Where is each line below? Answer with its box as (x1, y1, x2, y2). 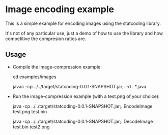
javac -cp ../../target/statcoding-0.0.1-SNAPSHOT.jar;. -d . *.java (12, 83, 147, 89)
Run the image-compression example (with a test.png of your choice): (12, 93, 160, 99)
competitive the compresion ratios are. (5, 36, 87, 42)
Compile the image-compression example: (12, 63, 102, 70)
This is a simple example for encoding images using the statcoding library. (5, 20, 161, 26)
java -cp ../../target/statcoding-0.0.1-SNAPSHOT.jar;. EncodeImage (12, 103, 153, 109)
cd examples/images (12, 74, 57, 80)
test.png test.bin (12, 108, 47, 115)
